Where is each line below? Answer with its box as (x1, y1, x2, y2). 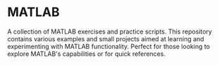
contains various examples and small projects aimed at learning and (7, 34, 204, 43)
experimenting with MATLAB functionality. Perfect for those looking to (7, 42, 211, 50)
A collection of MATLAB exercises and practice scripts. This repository (7, 27, 213, 36)
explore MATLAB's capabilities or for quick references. (7, 50, 166, 58)
